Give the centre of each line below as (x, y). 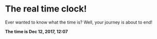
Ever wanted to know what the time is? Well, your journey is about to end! (79, 22)
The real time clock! (46, 9)
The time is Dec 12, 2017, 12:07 (37, 31)
